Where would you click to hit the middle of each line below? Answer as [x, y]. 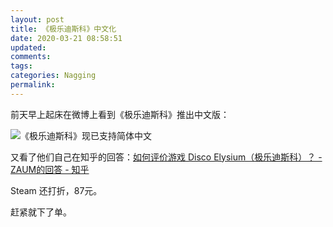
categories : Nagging [53, 76]
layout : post [37, 19]
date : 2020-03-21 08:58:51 [66, 38]
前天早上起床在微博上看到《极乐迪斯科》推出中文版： [120, 114]
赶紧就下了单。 [41, 212]
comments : [31, 57]
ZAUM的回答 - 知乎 [50, 169]
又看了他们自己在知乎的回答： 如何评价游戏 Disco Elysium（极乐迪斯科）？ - [166, 157]
